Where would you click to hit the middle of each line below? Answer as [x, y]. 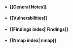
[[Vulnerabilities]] [28, 18]
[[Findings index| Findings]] [39, 29]
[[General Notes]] [28, 7]
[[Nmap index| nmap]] [33, 40]
